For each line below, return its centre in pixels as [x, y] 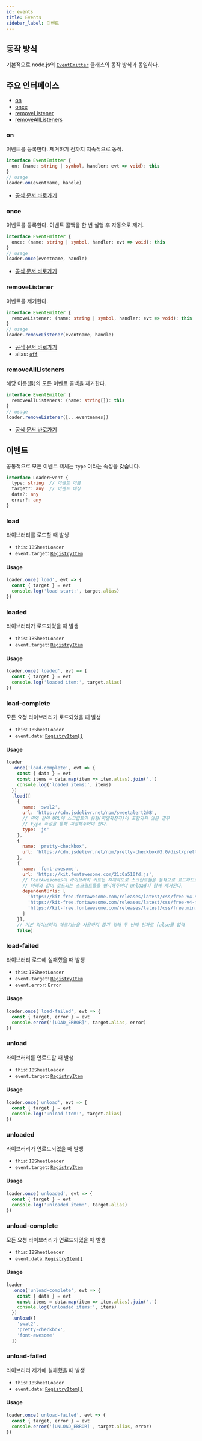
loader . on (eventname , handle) [44, 183]
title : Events [24, 17]
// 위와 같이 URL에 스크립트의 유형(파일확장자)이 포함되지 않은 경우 [96, 818]
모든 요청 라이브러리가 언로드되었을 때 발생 [56, 1240]
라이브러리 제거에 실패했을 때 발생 [46, 1370]
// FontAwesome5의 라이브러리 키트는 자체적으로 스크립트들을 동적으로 [99, 880]
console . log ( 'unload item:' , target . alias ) [67, 1114]
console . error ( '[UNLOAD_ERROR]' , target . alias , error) [82, 1427]
